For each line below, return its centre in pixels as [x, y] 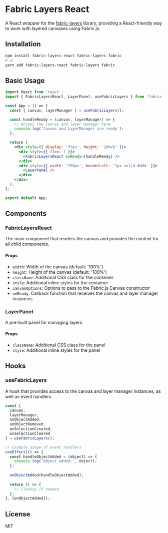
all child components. [27, 244]
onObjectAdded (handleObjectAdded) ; [47, 475]
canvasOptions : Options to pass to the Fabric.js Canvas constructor [81, 288]
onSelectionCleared [30, 434]
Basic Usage [25, 80]
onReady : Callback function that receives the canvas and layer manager [85, 293]
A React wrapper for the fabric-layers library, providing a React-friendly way [84, 23]
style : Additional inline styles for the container [60, 283]
